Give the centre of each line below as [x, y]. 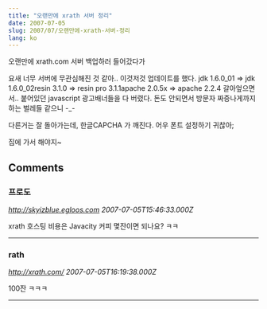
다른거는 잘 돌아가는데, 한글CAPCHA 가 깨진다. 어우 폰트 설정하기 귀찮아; [121, 125]
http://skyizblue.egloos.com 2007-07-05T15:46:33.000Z [101, 209]
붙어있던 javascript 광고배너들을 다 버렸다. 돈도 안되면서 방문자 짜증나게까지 [138, 98]
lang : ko [23, 38]
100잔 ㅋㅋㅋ [28, 288]
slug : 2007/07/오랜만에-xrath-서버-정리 [70, 30]
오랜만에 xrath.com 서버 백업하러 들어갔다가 [77, 61]
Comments [36, 168]
